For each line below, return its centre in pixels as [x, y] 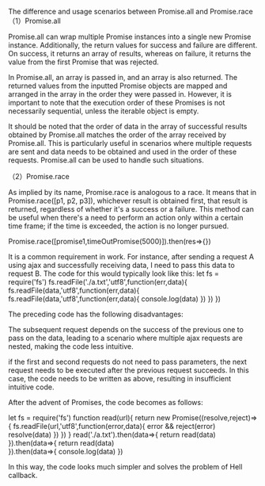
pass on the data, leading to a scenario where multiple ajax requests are [125, 338]
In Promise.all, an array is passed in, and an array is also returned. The [123, 77]
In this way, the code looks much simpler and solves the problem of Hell [125, 467]
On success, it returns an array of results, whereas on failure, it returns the [130, 54]
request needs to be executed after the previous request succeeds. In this [129, 370]
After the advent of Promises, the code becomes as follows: [106, 402]
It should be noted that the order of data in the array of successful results [128, 126]
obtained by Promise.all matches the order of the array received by [117, 135]
